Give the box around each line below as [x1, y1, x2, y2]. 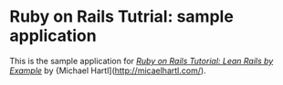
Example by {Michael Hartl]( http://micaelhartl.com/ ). [9, 65, 207, 76]
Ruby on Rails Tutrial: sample [9, 6, 235, 27]
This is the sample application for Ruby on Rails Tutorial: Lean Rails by [9, 55, 274, 66]
